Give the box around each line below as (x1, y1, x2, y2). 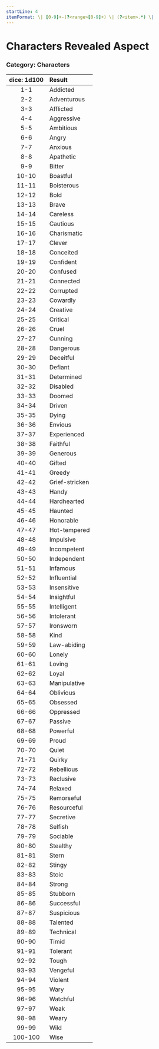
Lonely (49, 650, 68, 658)
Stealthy (49, 842, 72, 850)
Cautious (49, 219, 75, 227)
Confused (49, 267, 77, 276)
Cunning (49, 334, 73, 342)
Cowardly (49, 296, 76, 304)
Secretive (49, 813, 76, 821)
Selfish (49, 822, 69, 830)
